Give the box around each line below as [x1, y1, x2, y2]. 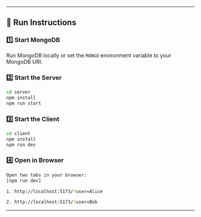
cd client [6, 130, 31, 136]
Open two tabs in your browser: [6, 172, 87, 178]
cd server [6, 89, 31, 95]
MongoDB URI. [6, 58, 43, 65]
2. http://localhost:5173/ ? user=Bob [6, 199, 98, 205]
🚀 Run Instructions [6, 17, 77, 27]
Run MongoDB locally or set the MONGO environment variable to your [6, 51, 172, 59]
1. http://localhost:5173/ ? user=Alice [6, 188, 103, 194]
